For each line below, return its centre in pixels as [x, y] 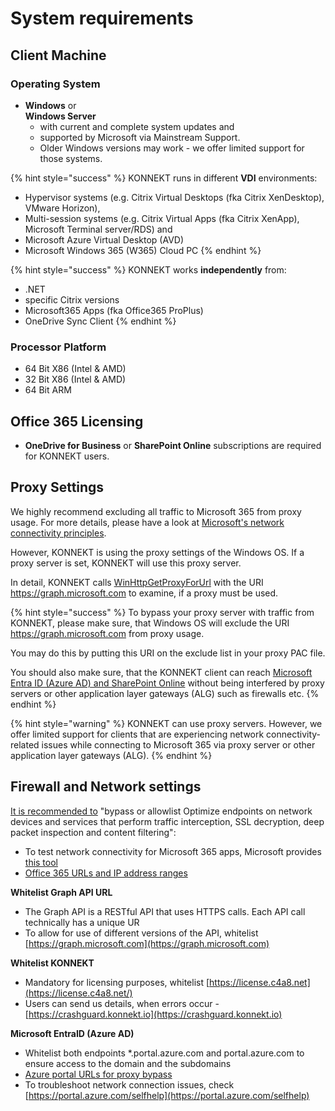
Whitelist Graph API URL [61, 892]
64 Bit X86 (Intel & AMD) [75, 369]
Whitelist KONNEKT [52, 963]
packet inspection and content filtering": [93, 832]
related [25, 744]
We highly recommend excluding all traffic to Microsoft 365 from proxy [156, 511]
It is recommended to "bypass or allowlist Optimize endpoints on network [161, 811]
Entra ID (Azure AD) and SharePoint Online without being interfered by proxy [167, 683]
